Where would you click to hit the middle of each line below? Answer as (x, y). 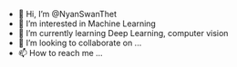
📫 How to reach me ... (60, 53)
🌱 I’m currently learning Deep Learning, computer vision (123, 33)
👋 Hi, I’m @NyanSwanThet (67, 14)
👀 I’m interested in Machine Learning (87, 24)
